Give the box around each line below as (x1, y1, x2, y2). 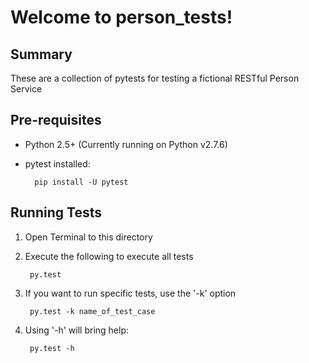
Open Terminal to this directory (24, 231, 153, 243)
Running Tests (10, 204, 102, 221)
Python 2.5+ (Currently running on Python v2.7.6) (24, 138, 228, 150)
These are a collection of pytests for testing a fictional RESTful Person (10, 72, 300, 84)
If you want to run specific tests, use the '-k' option (24, 287, 237, 299)
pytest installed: (24, 157, 91, 170)
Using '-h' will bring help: (24, 324, 130, 336)
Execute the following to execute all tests (24, 250, 194, 262)
